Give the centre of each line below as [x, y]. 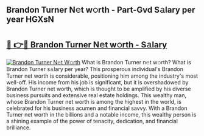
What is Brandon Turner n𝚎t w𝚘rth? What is [137, 62]
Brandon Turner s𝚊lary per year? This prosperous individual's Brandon [95, 69]
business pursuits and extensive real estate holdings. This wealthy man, [97, 95]
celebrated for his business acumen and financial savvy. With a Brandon [97, 108]
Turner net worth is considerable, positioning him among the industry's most [102, 76]
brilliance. [19, 127]
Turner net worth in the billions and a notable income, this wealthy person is [101, 114]
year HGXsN [30, 20]
